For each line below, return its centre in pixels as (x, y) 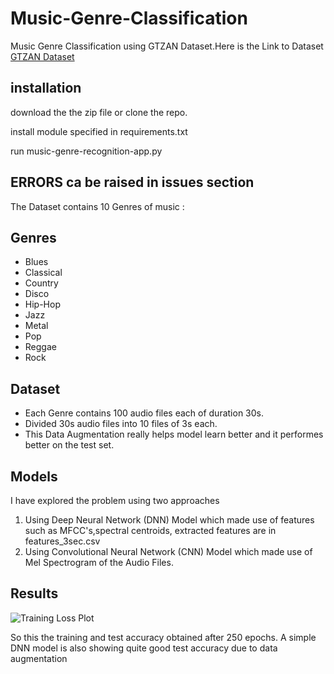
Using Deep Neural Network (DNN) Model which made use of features (169, 520)
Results (34, 593)
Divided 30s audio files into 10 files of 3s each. (121, 424)
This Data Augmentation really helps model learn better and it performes (174, 434)
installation (46, 88)
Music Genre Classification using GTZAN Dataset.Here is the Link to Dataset (167, 46)
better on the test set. (69, 445)
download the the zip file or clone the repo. (99, 112)
